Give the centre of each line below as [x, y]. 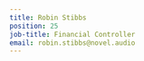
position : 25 [34, 26]
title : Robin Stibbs [48, 17]
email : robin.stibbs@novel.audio [72, 43]
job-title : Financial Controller [72, 34]
